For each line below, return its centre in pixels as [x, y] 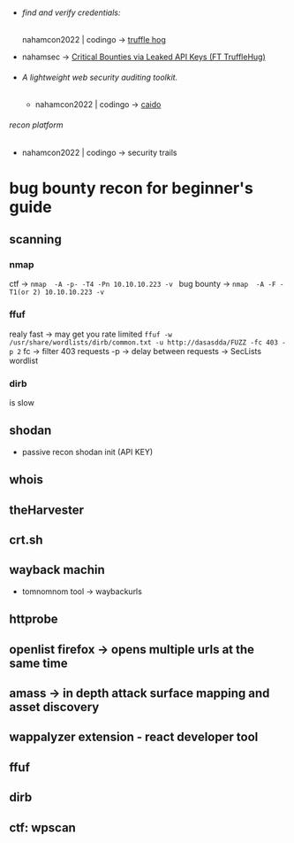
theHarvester [47, 510]
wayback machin [57, 570]
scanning [35, 240]
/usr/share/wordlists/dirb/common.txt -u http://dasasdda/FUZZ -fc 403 [143, 342]
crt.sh [26, 540]
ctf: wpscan [43, 828]
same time [38, 663]
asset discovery [54, 707]
